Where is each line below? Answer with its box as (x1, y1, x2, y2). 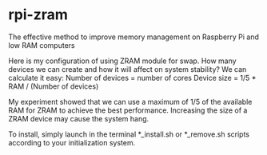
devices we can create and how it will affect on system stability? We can (8, 64, 247, 74)
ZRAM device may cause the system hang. (8, 113, 149, 123)
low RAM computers (8, 40, 75, 50)
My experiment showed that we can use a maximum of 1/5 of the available (8, 97, 253, 106)
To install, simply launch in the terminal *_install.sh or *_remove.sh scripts (8, 129, 250, 139)
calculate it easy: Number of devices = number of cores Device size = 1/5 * (8, 73, 257, 82)
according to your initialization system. (8, 137, 136, 147)
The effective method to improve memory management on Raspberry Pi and (8, 32, 260, 42)
